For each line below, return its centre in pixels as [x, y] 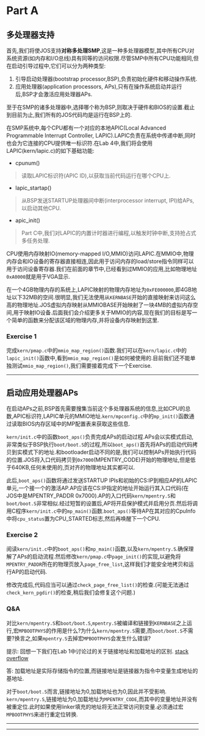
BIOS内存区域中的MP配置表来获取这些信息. [76, 424]
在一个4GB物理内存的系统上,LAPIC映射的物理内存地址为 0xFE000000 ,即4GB [99, 289]
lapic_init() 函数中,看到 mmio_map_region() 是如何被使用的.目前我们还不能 [98, 358]
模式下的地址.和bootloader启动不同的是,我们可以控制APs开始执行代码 [109, 452]
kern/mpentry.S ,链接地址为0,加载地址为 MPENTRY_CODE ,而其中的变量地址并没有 [102, 699]
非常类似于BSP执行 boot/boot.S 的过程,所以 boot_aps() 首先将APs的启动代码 [99, 445]
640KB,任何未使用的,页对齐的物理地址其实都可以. [73, 467]
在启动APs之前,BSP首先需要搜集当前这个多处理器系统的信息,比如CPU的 [96, 409]
